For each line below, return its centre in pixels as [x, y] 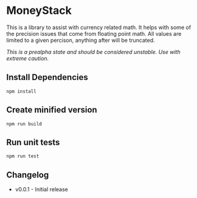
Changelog [28, 175]
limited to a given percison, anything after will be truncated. [81, 40]
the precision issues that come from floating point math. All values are [94, 33]
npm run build [24, 124]
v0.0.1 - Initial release [42, 190]
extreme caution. [28, 58]
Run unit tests [33, 142]
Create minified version [52, 110]
